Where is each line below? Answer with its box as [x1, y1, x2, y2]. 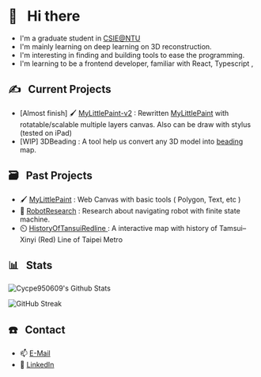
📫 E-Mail [19, 348, 51, 358]
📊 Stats [8, 258, 53, 272]
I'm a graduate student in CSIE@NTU [19, 33, 141, 43]
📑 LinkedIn [19, 360, 55, 370]
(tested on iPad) [19, 128, 73, 137]
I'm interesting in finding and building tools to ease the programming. [19, 50, 245, 60]
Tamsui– [218, 223, 247, 233]
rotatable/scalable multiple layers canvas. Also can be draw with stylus [19, 119, 252, 129]
